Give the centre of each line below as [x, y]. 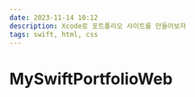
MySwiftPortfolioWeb [91, 79]
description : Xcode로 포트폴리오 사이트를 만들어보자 [98, 26]
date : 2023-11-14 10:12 [54, 18]
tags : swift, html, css [54, 34]
